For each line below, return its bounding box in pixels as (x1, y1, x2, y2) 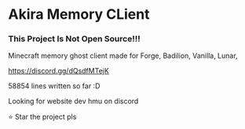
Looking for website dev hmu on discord (8, 96, 139, 106)
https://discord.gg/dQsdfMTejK (8, 66, 110, 76)
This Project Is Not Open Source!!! (8, 34, 141, 45)
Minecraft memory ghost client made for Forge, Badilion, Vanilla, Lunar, (8, 51, 238, 60)
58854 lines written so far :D (8, 81, 101, 91)
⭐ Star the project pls (8, 112, 77, 122)
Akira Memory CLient (8, 5, 150, 23)
